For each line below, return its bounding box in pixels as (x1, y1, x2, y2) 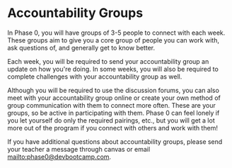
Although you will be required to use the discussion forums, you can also (7, 86, 219, 94)
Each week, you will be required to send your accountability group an (7, 57, 209, 65)
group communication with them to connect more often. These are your (7, 101, 216, 109)
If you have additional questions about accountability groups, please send (7, 137, 223, 146)
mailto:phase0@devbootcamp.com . (7, 152, 112, 161)
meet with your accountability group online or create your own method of (7, 94, 221, 102)
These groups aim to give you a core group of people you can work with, (7, 35, 219, 44)
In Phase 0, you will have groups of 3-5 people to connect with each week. (7, 28, 226, 37)
